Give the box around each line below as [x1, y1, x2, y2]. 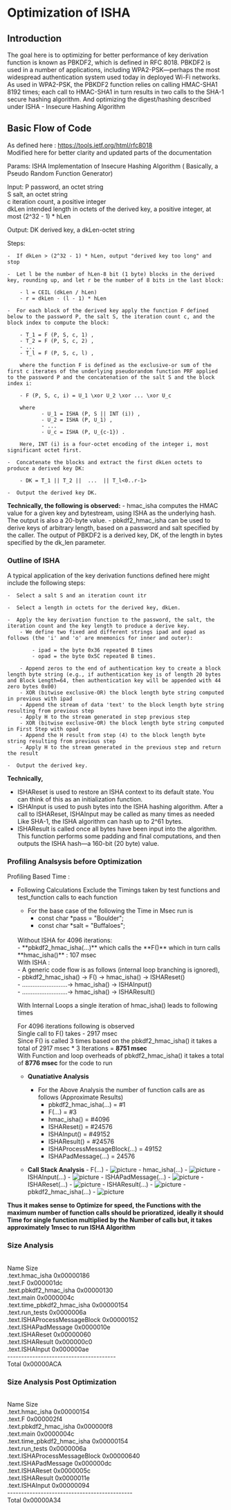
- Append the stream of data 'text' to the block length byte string [19, 702, 225, 709]
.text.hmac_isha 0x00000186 [7, 1271, 90, 1280]
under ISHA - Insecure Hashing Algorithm [7, 103, 126, 110]
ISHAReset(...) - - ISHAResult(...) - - [27, 1180, 187, 1189]
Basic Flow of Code [7, 123, 92, 135]
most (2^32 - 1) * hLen [7, 212, 71, 220]
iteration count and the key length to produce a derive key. [7, 622, 190, 629]
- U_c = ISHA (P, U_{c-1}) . [41, 428, 126, 435]
